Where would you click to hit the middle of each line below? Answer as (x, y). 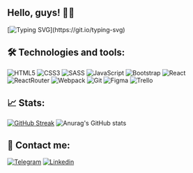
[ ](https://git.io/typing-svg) (66, 29)
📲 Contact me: (39, 145)
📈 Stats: (26, 103)
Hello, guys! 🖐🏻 (41, 13)
